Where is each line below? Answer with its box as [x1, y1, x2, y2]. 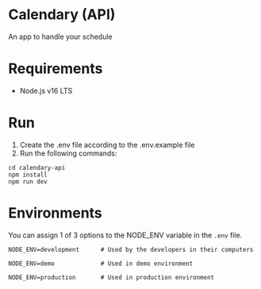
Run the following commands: [19, 148, 117, 158]
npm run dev [8, 177, 48, 186]
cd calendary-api [8, 164, 66, 171]
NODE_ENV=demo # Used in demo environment [8, 260, 194, 268]
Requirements [8, 60, 103, 78]
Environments [8, 204, 103, 222]
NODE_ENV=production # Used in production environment [8, 273, 215, 281]
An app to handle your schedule [8, 32, 113, 41]
